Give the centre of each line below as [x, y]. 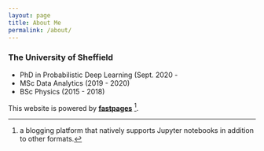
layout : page [29, 15]
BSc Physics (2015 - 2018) [62, 91]
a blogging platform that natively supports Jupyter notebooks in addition [136, 131]
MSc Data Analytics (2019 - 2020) [75, 83]
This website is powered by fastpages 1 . [73, 107]
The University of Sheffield [61, 57]
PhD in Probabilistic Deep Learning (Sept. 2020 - [99, 75]
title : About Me [35, 23]
